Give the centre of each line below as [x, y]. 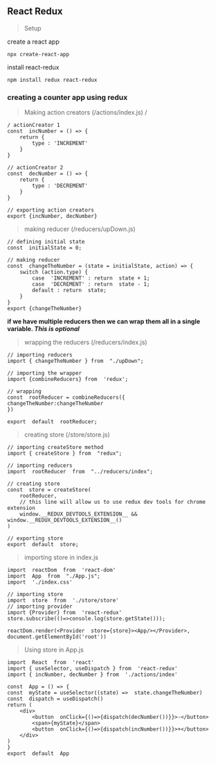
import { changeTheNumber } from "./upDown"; [75, 361]
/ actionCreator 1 [34, 125]
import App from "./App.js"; [54, 576]
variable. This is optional [43, 329]
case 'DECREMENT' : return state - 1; [91, 285]
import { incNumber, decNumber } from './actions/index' [92, 675]
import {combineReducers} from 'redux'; [68, 380]
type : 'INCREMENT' [60, 144]
